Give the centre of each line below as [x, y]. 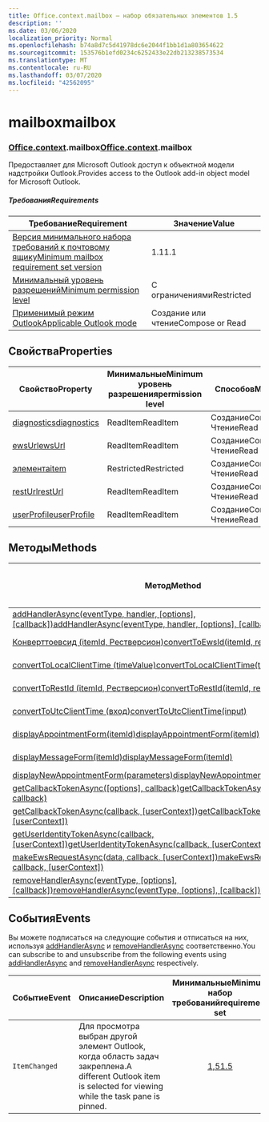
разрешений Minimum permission [76, 290]
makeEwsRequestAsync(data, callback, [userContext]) [115, 857]
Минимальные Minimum [155, 374]
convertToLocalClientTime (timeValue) [84, 665]
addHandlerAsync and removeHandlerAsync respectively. [103, 963]
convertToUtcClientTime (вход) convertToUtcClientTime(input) [130, 711]
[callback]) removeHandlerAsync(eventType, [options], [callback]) [137, 890]
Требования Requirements [53, 200]
